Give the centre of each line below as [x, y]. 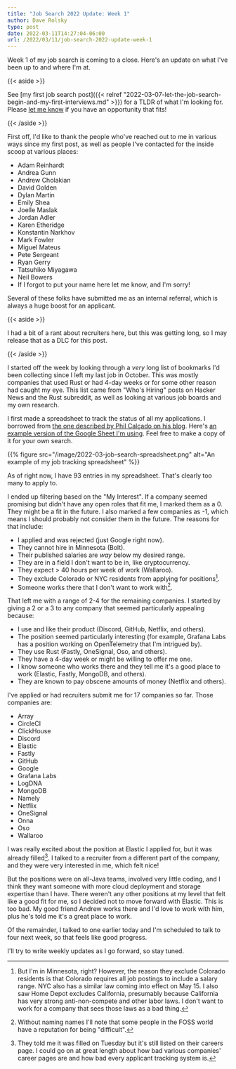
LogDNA [30, 783]
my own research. [33, 405]
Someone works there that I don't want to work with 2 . [95, 586]
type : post [23, 27]
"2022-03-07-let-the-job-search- [172, 95]
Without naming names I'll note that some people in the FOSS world [115, 1022]
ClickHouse [34, 731]
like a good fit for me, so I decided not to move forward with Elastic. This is [115, 901]
